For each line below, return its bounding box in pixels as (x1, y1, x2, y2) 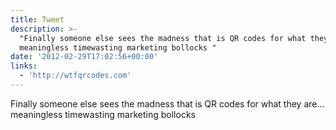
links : (10, 61, 38, 71)
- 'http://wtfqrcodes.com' (19, 71, 132, 81)
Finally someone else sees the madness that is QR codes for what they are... (10, 97, 325, 110)
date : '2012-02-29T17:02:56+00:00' (10, 52, 159, 62)
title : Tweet (10, 14, 65, 25)
